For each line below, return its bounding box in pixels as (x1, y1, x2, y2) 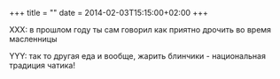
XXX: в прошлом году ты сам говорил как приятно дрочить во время (9, 25, 272, 34)
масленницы (9, 34, 58, 44)
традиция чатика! (9, 61, 75, 70)
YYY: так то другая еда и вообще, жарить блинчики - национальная (9, 51, 266, 61)
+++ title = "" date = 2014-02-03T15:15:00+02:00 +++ (9, 8, 208, 18)
